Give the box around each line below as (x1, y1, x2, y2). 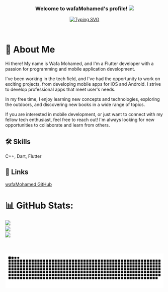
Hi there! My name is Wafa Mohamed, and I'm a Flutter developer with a (5, 61, 154, 67)
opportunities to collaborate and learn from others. (5, 122, 110, 128)
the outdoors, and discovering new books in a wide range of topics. (5, 101, 145, 108)
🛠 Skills (5, 137, 31, 146)
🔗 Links (5, 168, 29, 177)
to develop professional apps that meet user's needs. (5, 86, 116, 93)
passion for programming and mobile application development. (5, 66, 136, 72)
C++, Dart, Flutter (5, 153, 42, 159)
